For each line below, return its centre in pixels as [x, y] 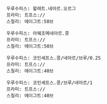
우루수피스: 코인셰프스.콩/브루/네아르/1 [50, 83]
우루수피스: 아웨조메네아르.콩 [38, 33]
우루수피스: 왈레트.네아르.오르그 [41, 9]
